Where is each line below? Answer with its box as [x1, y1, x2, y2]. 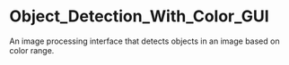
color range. [9, 45, 55, 55]
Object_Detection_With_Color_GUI [9, 6, 269, 27]
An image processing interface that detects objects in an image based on [9, 36, 280, 46]
